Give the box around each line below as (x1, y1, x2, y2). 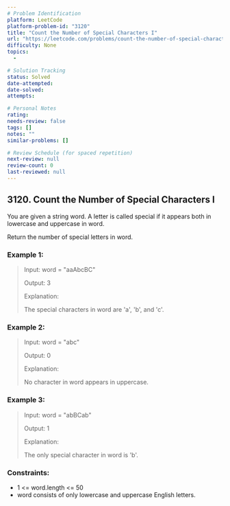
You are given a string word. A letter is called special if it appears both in (7, 212, 212, 220)
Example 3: (7, 395, 46, 405)
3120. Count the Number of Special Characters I (7, 194, 216, 206)
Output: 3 (23, 279, 51, 287)
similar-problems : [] (7, 137, 69, 144)
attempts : (7, 93, 36, 100)
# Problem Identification (7, 10, 81, 17)
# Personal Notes (7, 105, 57, 112)
